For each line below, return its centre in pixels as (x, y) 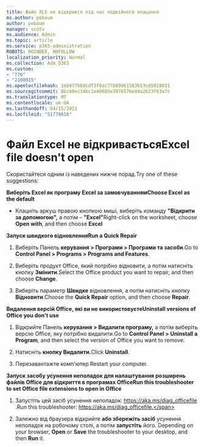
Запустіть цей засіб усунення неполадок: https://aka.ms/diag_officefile (106, 401)
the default (20, 199)
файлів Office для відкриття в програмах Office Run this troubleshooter (100, 382)
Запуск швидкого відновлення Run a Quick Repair (72, 236)
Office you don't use (33, 316)
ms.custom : (20, 69)
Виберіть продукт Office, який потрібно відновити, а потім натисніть (104, 266)
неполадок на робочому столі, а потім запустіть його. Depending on (104, 426)
